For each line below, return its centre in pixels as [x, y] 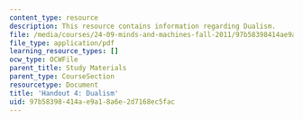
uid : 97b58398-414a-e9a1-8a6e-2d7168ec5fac [92, 102]
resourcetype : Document [54, 85]
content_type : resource [54, 18]
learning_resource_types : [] [64, 51]
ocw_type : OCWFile [44, 60]
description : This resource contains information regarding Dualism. [143, 26]
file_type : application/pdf [62, 43]
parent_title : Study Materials [68, 69]
